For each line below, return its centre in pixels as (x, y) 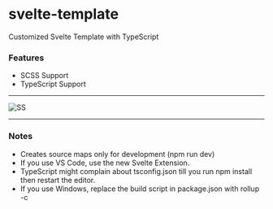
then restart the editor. (58, 180)
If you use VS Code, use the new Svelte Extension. (105, 163)
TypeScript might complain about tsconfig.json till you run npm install (136, 171)
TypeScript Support (53, 84)
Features (26, 58)
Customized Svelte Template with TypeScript (84, 37)
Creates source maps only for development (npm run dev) (117, 154)
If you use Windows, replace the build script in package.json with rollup (140, 189)
